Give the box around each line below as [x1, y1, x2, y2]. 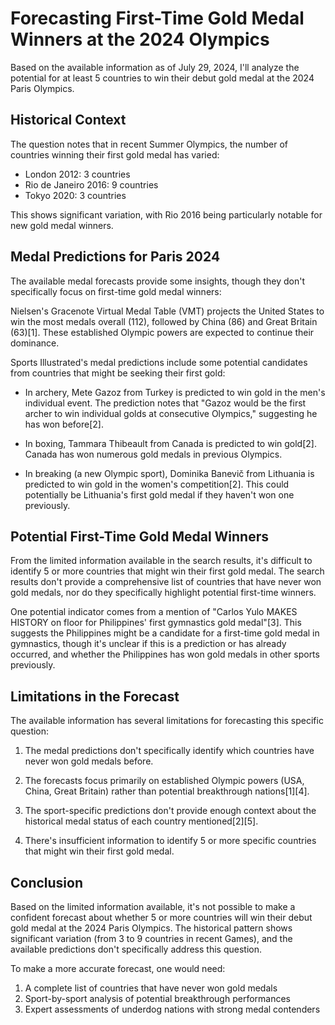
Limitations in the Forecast [10, 688, 180, 705]
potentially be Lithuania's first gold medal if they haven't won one [24, 488, 295, 501]
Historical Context [10, 112, 127, 129]
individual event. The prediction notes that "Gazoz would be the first [24, 397, 307, 409]
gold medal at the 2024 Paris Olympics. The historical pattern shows [10, 922, 293, 934]
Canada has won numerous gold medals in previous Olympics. [24, 448, 283, 460]
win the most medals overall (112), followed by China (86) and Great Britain [10, 315, 318, 327]
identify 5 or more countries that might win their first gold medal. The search [10, 565, 325, 577]
